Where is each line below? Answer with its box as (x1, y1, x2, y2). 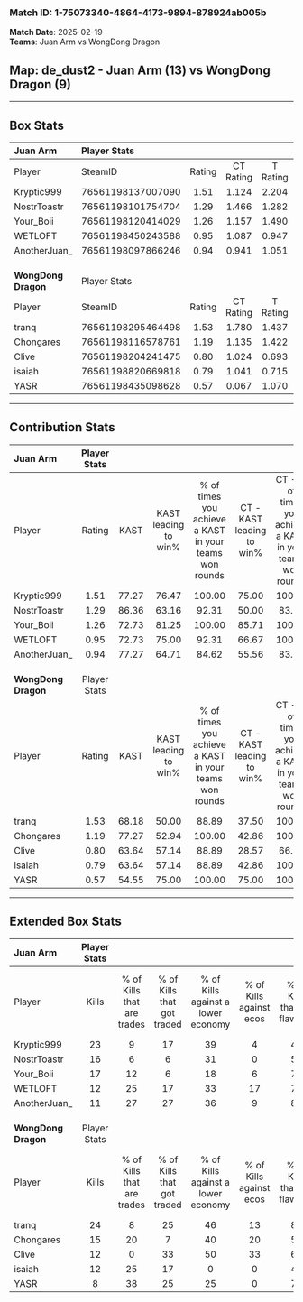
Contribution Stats (9, 420, 115, 435)
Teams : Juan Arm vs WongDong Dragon (9, 36, 161, 47)
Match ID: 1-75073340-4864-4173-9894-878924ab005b (9, 6, 267, 19)
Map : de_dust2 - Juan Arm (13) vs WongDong (9, 62, 271, 78)
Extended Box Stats (9, 914, 122, 929)
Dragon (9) (9, 77, 72, 92)
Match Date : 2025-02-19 (9, 27, 103, 38)
